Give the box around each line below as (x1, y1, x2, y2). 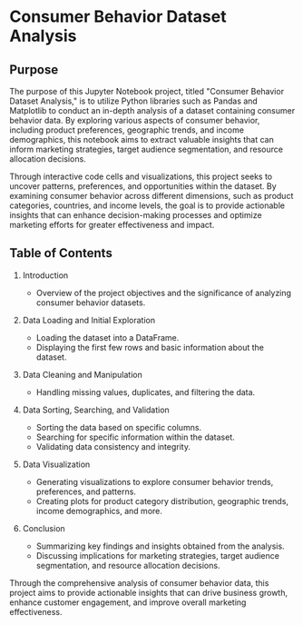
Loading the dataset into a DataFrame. (35, 332, 180, 342)
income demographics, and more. (35, 505, 163, 516)
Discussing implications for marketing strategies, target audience (35, 550, 279, 561)
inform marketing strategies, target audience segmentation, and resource (9, 144, 284, 154)
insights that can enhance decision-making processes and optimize (9, 210, 262, 220)
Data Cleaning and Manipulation (22, 369, 142, 380)
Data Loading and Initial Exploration (22, 314, 156, 325)
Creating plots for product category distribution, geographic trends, (35, 495, 288, 506)
